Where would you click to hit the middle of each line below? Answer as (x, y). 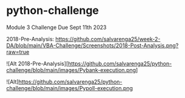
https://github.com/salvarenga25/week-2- (108, 39)
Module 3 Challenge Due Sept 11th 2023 (56, 27)
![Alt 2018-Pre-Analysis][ (37, 64)
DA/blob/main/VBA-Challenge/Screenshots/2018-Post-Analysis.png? (92, 45)
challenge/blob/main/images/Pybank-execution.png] (72, 70)
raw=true (18, 51)
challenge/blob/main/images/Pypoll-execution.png (70, 88)
